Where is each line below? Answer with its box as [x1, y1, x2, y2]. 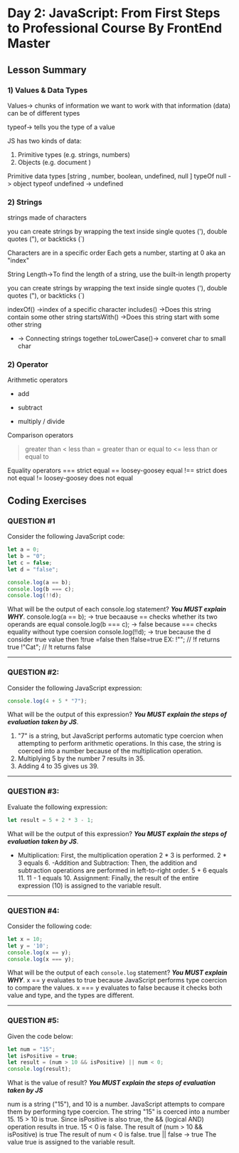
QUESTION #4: [7, 905, 60, 915]
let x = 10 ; [7, 935, 43, 943]
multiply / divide [17, 417, 65, 426]
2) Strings [7, 197, 43, 207]
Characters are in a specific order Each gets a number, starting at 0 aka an [7, 248, 225, 258]
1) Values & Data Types [7, 85, 87, 95]
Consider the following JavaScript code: [7, 532, 125, 541]
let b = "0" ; [7, 553, 46, 560]
